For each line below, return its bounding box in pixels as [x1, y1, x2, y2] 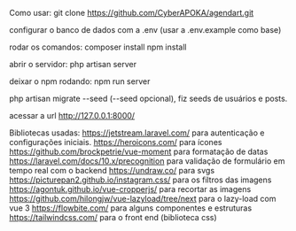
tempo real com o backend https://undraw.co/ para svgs [9, 166, 215, 175]
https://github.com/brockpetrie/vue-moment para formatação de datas [9, 146, 269, 157]
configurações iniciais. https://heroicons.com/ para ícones [9, 137, 222, 147]
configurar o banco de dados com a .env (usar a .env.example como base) [9, 25, 282, 35]
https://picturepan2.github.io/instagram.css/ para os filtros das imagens [9, 174, 272, 185]
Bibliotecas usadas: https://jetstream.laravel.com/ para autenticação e [9, 127, 265, 138]
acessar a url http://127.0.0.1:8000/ [9, 111, 136, 120]
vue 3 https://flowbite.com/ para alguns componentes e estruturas [9, 203, 253, 213]
